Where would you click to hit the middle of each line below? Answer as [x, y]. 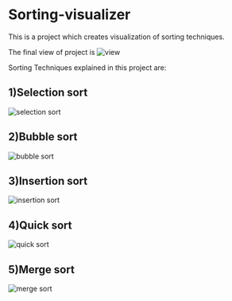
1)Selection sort [48, 93]
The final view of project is [52, 52]
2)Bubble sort [43, 137]
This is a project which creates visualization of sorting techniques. [116, 37]
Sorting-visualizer [70, 15]
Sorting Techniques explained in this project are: [87, 67]
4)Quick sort [40, 225]
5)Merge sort [42, 270]
